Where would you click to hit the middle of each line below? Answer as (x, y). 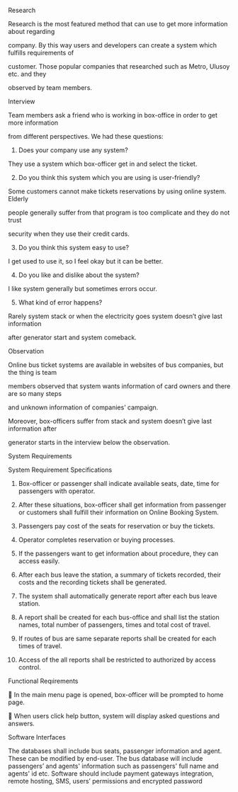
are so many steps (35, 394)
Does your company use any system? (73, 150)
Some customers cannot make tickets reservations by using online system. (117, 191)
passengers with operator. (57, 491)
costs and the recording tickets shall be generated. (92, 582)
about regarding (32, 32)
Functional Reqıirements (43, 681)
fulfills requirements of (41, 53)
